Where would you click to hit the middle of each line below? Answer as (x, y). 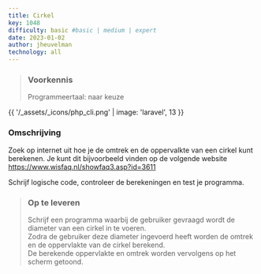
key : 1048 (24, 23)
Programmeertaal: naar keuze (76, 97)
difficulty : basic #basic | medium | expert (82, 30)
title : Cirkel (32, 15)
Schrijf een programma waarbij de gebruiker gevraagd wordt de (131, 220)
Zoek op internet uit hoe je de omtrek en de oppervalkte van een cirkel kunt (131, 150)
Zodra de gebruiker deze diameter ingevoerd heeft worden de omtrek (140, 236)
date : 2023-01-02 (37, 38)
